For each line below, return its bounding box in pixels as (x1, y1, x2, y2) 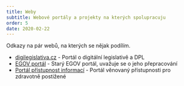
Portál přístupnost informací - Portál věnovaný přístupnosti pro (14, 67, 171, 74)
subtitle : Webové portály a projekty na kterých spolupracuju (6, 14, 166, 20)
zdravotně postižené (14, 73, 66, 80)
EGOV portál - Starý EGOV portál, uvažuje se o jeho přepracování (14, 60, 178, 67)
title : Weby (6, 8, 36, 15)
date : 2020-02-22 (6, 25, 50, 32)
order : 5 (6, 20, 28, 26)
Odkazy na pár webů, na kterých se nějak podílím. (6, 42, 131, 49)
